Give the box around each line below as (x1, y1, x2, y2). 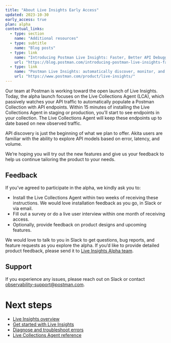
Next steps (5, 299, 52, 311)
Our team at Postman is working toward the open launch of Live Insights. (5, 88, 158, 94)
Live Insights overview (12, 316, 60, 322)
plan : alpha (5, 21, 31, 27)
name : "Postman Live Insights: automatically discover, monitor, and (14, 69, 165, 74)
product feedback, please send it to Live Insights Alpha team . (5, 248, 134, 254)
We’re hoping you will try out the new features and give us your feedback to (5, 151, 164, 157)
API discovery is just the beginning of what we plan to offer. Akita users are (5, 130, 163, 136)
